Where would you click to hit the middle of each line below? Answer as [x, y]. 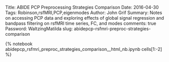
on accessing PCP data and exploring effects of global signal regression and [85, 18]
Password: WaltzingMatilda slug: [39, 29]
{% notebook [19, 44]
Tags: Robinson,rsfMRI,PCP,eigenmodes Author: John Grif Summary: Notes [84, 13]
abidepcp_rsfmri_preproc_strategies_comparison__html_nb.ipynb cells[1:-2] [84, 49]
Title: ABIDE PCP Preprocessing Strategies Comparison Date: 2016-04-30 [82, 7]
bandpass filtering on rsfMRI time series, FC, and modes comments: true [81, 23]
